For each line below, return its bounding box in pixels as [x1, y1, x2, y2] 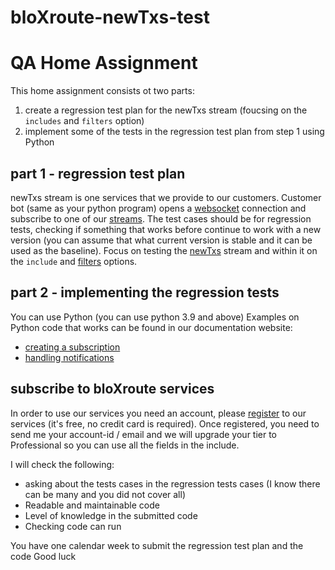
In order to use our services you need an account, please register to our [10, 407, 307, 419]
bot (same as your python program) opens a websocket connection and [10, 202, 307, 214]
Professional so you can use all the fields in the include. [10, 439, 240, 451]
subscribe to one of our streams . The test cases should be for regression [10, 212, 312, 225]
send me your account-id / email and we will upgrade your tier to [10, 428, 278, 440]
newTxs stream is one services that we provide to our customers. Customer [10, 191, 322, 203]
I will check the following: [10, 458, 115, 470]
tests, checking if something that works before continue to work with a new [10, 223, 322, 235]
